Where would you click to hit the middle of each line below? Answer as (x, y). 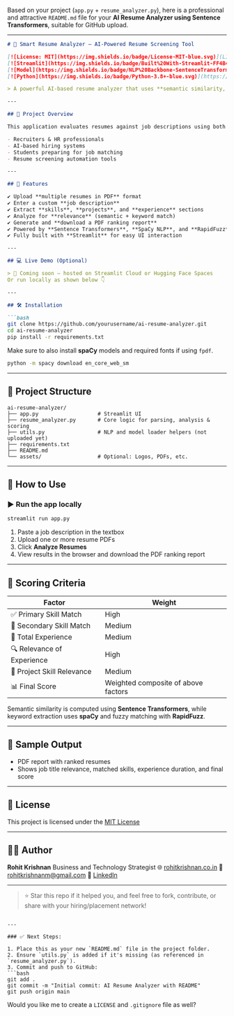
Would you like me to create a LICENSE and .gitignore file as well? (102, 1004)
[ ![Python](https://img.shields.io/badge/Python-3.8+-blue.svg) (102, 76)
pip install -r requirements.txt (56, 337)
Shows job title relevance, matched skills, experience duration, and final (120, 769)
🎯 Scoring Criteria (46, 583)
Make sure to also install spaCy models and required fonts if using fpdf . (110, 351)
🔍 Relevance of (37, 649)
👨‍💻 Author (30, 850)
